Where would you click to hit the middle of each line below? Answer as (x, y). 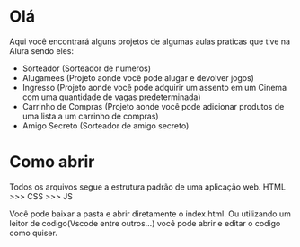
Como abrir (52, 162)
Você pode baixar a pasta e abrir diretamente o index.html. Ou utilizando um (150, 214)
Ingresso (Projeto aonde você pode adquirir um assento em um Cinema (154, 87)
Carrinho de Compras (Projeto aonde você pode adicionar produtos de (153, 106)
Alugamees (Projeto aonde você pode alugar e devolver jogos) (138, 77)
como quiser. (34, 233)
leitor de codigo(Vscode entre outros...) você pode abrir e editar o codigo (145, 223)
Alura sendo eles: (42, 50)
